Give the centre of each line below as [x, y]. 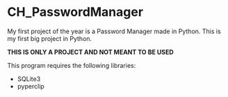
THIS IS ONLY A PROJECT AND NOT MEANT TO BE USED [90, 52]
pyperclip [31, 86]
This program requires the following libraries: [72, 65]
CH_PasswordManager [75, 12]
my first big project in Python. [50, 38]
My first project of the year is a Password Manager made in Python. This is [114, 31]
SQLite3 [29, 79]
